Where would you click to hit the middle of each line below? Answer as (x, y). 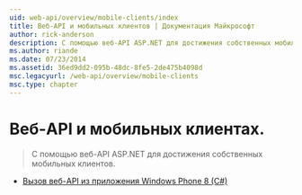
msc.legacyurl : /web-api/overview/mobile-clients (104, 76)
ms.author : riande (44, 51)
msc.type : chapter (44, 84)
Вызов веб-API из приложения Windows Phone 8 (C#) (125, 181)
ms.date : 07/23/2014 (48, 59)
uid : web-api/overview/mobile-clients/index (94, 18)
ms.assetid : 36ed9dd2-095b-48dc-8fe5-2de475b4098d (106, 68)
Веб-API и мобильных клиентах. (137, 129)
